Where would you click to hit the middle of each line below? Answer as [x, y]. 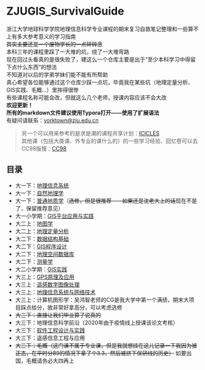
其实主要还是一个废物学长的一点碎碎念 [54, 44]
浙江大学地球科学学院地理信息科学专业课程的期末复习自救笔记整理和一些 [97, 29]
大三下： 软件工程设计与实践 [50, 330]
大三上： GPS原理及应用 [45, 277]
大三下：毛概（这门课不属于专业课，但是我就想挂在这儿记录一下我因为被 [106, 345]
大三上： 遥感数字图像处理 [47, 284]
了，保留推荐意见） [39, 208]
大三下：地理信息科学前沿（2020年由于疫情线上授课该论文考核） [97, 322]
